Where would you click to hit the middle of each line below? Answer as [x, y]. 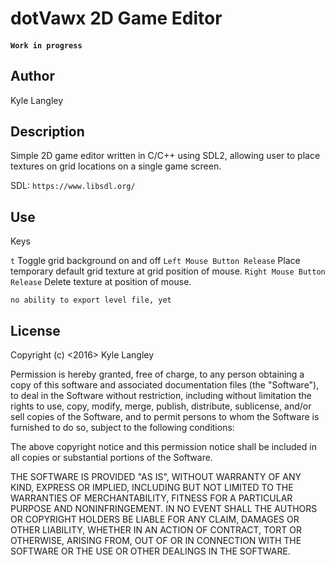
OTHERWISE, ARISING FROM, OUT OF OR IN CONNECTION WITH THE [156, 541]
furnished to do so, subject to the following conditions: [122, 428]
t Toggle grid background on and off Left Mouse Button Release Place [155, 261]
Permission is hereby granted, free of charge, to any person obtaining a [157, 374]
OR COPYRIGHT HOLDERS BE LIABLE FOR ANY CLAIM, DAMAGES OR [155, 519]
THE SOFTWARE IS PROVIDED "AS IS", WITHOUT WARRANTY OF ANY [156, 477]
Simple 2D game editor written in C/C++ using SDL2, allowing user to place [165, 156]
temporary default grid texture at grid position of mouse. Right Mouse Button [168, 271]
